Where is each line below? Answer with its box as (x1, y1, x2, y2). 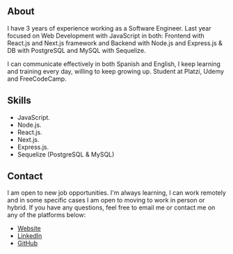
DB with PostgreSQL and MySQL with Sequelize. (7, 46, 146, 54)
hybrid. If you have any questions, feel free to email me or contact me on (7, 203, 216, 212)
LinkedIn (17, 232, 42, 240)
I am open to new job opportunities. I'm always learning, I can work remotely (7, 189, 226, 197)
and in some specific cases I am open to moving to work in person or (7, 196, 205, 205)
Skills (7, 95, 31, 106)
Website (17, 224, 42, 232)
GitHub (17, 239, 38, 248)
